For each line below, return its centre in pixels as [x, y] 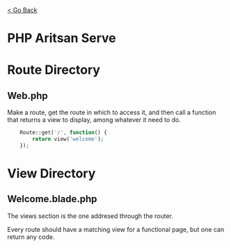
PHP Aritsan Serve [62, 38]
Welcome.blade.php [52, 199]
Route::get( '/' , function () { [64, 133]
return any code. [31, 237]
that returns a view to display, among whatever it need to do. [94, 120]
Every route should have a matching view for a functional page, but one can [116, 229]
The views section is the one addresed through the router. [90, 216]
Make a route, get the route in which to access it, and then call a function [112, 113]
